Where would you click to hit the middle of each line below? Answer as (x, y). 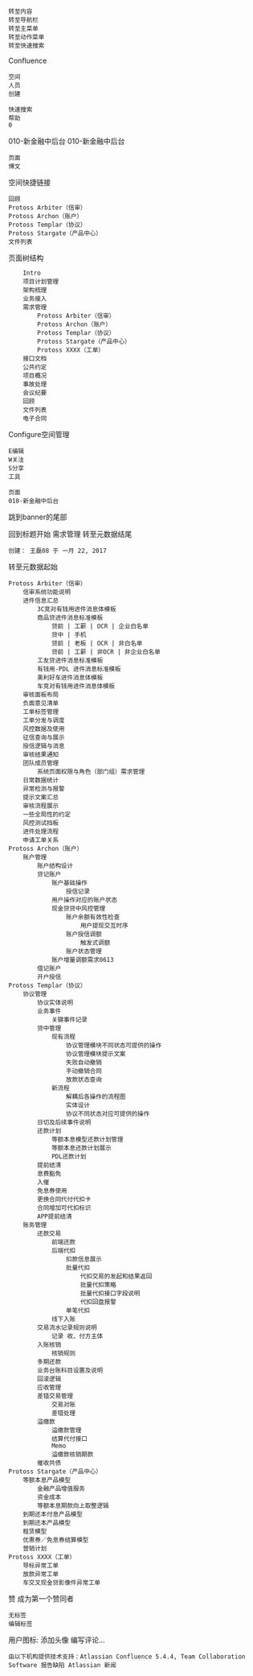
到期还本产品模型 (47, 1523)
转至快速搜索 (27, 46)
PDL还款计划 (69, 1157)
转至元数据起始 (33, 567)
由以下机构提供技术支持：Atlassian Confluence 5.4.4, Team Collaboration (127, 1657)
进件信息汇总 (41, 601)
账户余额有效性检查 (93, 917)
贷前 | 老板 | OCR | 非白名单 (97, 643)
